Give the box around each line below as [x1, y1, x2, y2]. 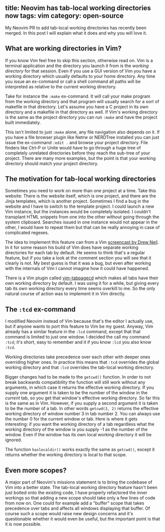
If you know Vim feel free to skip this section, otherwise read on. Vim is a [5, 57, 153, 63]
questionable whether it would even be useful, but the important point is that [5, 516, 160, 522]
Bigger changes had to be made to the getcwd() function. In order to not [5, 374, 151, 380]
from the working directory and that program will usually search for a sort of [5, 98, 160, 104]
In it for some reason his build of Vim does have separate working [5, 244, 139, 251]
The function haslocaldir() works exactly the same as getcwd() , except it [5, 447, 155, 453]
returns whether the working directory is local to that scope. [5, 452, 127, 458]
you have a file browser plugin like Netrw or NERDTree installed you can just [5, 134, 160, 140]
